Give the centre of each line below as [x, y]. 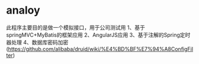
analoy [23, 10]
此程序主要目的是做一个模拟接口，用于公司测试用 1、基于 [76, 27]
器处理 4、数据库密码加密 [37, 42]
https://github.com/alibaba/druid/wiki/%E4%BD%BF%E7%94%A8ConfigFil [101, 49]
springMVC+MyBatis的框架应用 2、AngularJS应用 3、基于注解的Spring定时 [98, 35]
